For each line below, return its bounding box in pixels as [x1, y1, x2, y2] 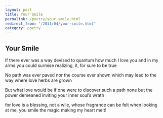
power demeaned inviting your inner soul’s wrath [5, 92, 105, 98]
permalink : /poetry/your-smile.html [5, 16, 81, 21]
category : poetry [5, 26, 41, 31]
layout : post [5, 7, 32, 12]
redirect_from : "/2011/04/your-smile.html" [5, 21, 96, 26]
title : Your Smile [5, 12, 43, 17]
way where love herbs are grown [5, 77, 72, 83]
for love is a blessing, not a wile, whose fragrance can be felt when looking [5, 102, 158, 108]
